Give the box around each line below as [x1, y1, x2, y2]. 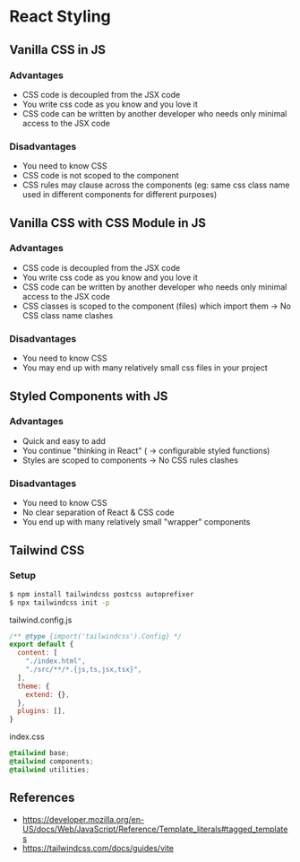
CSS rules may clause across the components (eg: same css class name [21, 179, 290, 190]
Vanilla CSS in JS [9, 42, 106, 57]
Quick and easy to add [21, 435, 106, 446]
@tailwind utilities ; [9, 765, 90, 774]
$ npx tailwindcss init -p [9, 598, 110, 607]
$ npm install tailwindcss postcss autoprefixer [9, 589, 194, 598]
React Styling [9, 6, 112, 27]
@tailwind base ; [9, 749, 70, 758]
